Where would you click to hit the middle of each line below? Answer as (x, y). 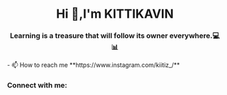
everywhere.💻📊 (195, 36)
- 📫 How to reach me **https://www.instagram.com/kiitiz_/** (93, 65)
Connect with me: (37, 85)
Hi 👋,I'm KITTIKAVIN (115, 14)
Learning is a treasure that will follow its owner (89, 36)
